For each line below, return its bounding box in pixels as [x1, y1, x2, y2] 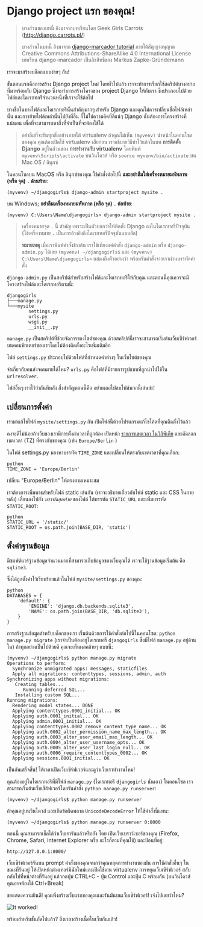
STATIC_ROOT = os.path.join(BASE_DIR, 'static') [7, 524, 131, 531]
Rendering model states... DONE [12, 702, 94, 708]
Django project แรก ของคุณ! [7, 4, 136, 18]
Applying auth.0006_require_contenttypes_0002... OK [12, 750, 148, 756]
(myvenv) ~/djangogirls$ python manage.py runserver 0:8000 [7, 819, 161, 825]
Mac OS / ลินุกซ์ [21, 158, 58, 166]
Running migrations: [7, 697, 59, 703]
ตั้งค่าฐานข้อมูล [7, 541, 50, 551]
